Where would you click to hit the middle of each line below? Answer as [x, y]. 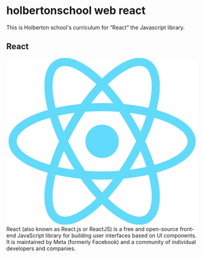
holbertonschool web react [76, 11]
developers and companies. [41, 248]
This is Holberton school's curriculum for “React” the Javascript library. [96, 27]
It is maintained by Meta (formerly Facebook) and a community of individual [101, 242]
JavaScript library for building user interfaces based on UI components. [107, 235]
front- [187, 229]
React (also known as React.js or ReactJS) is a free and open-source [92, 229]
